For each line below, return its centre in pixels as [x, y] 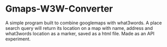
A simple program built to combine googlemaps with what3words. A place [83, 23]
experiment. [18, 39]
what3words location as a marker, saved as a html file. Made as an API [80, 33]
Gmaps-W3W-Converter [59, 9]
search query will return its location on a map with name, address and [79, 28]
